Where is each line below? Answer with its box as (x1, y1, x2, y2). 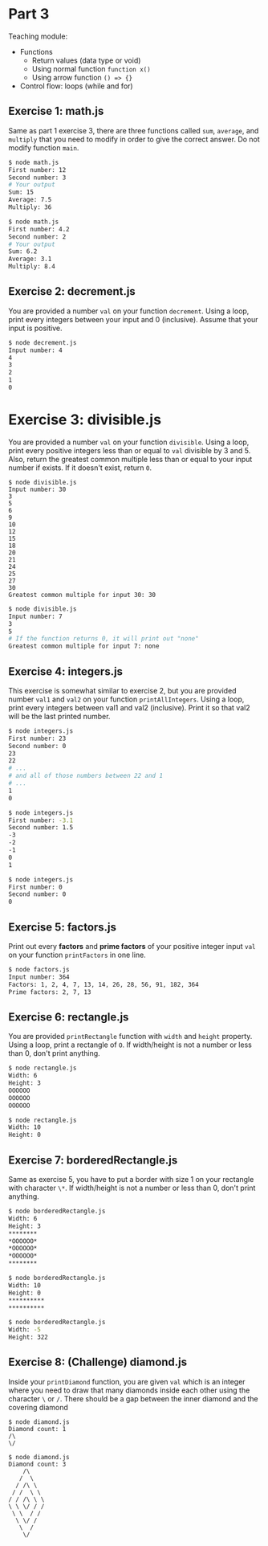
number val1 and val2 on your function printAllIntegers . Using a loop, (8, 694, 245, 704)
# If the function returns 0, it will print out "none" (8, 635, 199, 643)
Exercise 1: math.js (8, 104, 104, 118)
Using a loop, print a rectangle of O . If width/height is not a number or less (8, 1040, 253, 1049)
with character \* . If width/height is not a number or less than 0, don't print (8, 1183, 256, 1192)
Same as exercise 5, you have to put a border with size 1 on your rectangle (8, 1175, 254, 1184)
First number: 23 (8, 734, 67, 742)
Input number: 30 (8, 485, 67, 493)
